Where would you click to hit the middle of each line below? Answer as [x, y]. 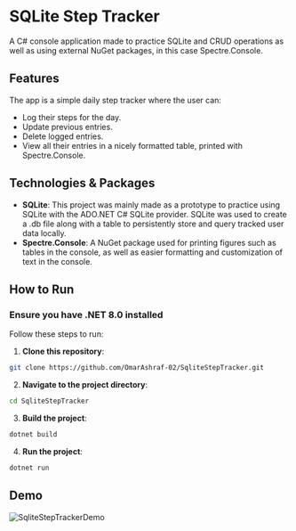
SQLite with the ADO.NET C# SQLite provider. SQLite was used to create [154, 214]
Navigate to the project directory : [85, 385]
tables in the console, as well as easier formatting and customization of [152, 252]
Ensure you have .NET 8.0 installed [86, 315]
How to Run [42, 289]
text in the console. [57, 261]
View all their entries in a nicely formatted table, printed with [132, 145]
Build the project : [54, 418]
